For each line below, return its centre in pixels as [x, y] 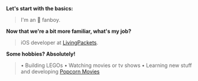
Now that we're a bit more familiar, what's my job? [69, 31]
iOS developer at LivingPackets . [59, 43]
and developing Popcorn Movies [60, 72]
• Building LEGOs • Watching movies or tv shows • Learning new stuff [106, 65]
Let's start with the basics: [40, 9]
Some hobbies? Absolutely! [41, 54]
